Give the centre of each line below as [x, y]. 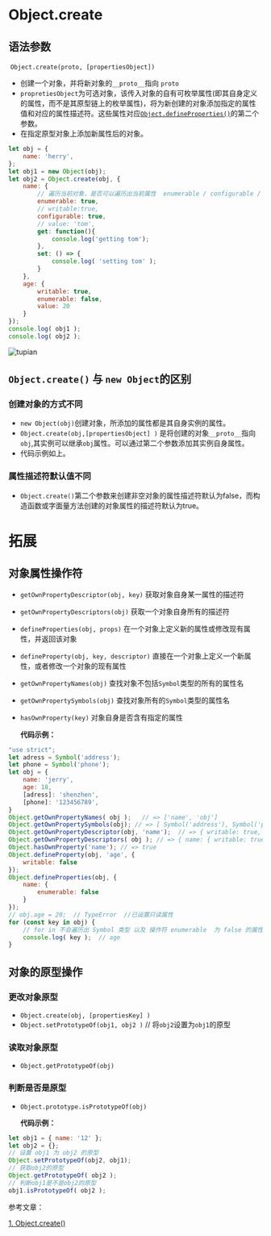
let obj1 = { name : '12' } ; [56, 1138]
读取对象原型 [33, 1047]
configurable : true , [72, 216]
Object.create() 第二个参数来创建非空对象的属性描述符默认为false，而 [136, 495]
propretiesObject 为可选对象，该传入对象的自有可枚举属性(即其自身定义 [139, 93]
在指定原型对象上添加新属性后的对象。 [83, 134]
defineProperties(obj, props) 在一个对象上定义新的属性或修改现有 [132, 628]
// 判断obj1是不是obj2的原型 [52, 1183]
